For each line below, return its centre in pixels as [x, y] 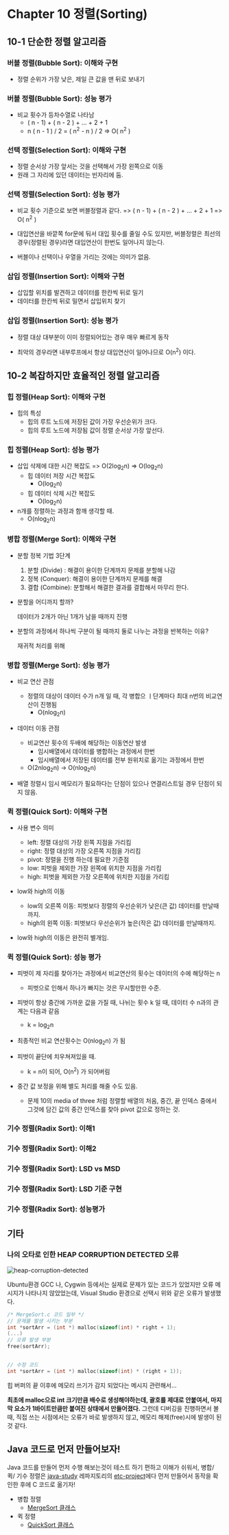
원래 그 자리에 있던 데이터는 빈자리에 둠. [70, 175]
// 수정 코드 [23, 1365]
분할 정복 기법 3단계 [44, 555]
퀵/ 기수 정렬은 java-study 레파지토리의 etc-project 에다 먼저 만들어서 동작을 [109, 1476]
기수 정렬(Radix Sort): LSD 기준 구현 [64, 1189]
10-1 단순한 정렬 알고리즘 [57, 42]
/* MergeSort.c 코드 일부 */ [46, 1315]
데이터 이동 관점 [38, 728]
